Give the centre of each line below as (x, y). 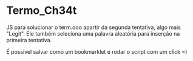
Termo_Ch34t (42, 11)
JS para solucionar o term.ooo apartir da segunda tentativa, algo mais (93, 27)
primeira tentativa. (29, 40)
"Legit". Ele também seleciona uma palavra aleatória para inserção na (93, 33)
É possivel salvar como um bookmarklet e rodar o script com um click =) (97, 51)
